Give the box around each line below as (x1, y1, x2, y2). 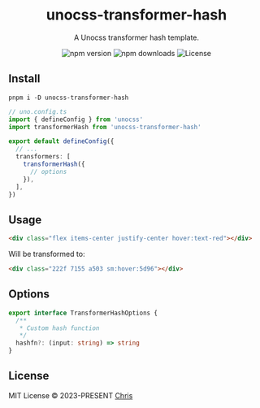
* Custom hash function (19, 323, 100, 332)
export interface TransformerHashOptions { (8, 309, 158, 317)
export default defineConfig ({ (8, 137, 115, 145)
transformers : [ (15, 153, 71, 161)
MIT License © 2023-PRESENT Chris (8, 390, 133, 400)
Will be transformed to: (8, 250, 85, 259)
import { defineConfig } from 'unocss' (8, 115, 144, 124)
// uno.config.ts (8, 107, 67, 115)
